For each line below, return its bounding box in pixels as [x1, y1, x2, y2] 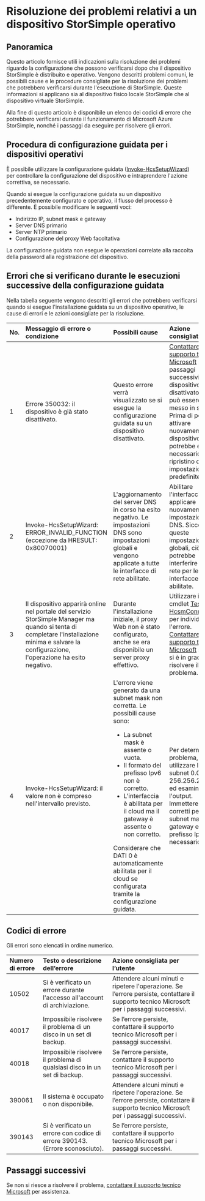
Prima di [169, 411, 193, 420]
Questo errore [113, 380, 154, 389]
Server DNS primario [15, 222, 68, 229]
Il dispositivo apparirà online [25, 599, 106, 608]
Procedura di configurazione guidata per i [6, 140, 168, 150]
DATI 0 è [113, 851, 138, 860]
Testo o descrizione [42, 957, 102, 965]
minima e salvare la [25, 638, 81, 646]
